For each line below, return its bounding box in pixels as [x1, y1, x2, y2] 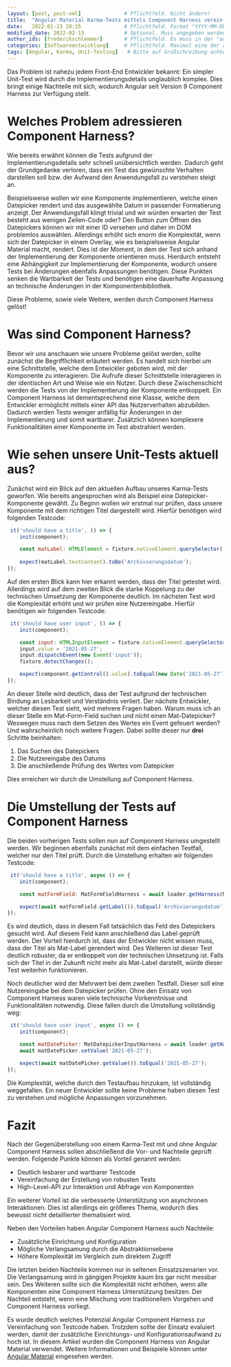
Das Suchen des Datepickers [16, 746, 100, 755]
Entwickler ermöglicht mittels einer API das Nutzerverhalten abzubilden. [7, 401, 211, 409]
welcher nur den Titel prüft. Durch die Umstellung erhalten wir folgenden [7, 851, 213, 859]
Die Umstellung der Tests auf [7, 799, 177, 815]
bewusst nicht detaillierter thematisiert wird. [7, 1211, 132, 1219]
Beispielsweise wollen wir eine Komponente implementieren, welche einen [7, 194, 218, 202]
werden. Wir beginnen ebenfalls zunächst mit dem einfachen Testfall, [7, 844, 203, 852]
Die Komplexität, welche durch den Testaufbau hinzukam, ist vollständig [7, 1079, 211, 1087]
